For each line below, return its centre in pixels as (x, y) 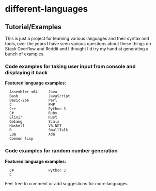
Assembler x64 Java (33, 92)
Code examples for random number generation (61, 151)
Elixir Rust (33, 117)
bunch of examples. (25, 54)
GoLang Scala (34, 122)
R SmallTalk (39, 130)
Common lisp (22, 139)
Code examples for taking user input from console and (70, 66)
